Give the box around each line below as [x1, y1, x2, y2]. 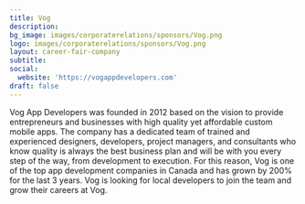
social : [9, 65, 39, 74]
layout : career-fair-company [9, 48, 121, 57]
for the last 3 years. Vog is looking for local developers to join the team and [9, 175, 292, 186]
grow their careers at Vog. [9, 184, 108, 195]
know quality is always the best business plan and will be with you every [9, 145, 282, 156]
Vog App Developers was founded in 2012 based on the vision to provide [9, 106, 284, 117]
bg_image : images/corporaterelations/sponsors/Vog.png [9, 30, 223, 39]
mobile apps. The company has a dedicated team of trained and [9, 125, 251, 137]
